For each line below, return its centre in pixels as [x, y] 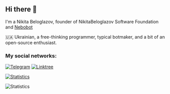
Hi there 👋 [21, 9]
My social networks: [31, 55]
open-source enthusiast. [31, 42]
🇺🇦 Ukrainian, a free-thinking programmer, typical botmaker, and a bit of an [85, 37]
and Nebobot [19, 27]
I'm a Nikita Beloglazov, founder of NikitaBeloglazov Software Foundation [82, 21]
